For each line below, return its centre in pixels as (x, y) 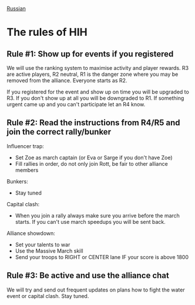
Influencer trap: (26, 146)
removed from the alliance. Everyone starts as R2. (67, 81)
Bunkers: (17, 181)
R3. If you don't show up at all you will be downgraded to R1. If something (95, 98)
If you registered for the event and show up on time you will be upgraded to (98, 92)
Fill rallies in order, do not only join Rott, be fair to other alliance (91, 163)
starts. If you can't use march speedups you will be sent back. (90, 222)
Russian (16, 9)
